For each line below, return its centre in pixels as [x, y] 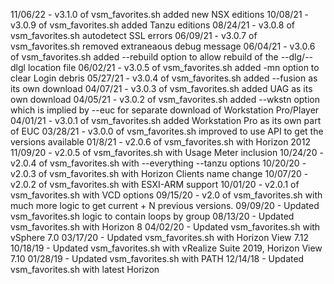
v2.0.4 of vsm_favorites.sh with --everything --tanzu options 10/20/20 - [158, 163]
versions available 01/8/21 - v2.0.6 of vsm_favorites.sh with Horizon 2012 [160, 142]
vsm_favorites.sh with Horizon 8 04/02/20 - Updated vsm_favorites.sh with [165, 227]
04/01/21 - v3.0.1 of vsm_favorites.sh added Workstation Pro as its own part [166, 120]
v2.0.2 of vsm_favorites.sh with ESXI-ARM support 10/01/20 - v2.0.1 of [155, 184]
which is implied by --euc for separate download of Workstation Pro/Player [165, 110]
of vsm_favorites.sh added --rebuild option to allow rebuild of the [144, 57]
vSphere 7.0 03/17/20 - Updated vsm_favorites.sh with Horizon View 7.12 [159, 237]
